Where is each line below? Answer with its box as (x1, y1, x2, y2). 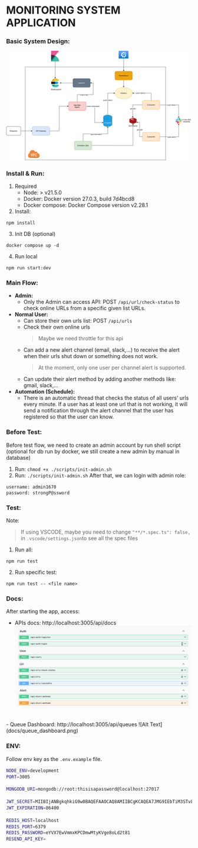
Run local (14, 253, 38, 260)
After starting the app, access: (6, 608, 80, 615)
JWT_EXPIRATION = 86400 (6, 805, 60, 811)
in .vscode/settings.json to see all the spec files (20, 534, 138, 541)
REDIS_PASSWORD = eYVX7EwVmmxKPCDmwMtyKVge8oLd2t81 (6, 830, 131, 836)
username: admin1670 (6, 484, 57, 490)
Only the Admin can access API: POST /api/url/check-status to (23, 298, 180, 306)
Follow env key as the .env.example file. (6, 755, 102, 762)
